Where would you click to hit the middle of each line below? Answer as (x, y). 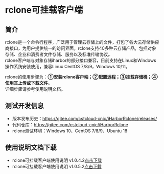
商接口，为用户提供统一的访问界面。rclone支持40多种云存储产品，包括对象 (81, 48)
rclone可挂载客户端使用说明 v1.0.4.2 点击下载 (57, 160)
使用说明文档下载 (31, 147)
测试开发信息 (24, 106)
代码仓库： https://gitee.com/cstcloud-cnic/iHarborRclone (70, 124)
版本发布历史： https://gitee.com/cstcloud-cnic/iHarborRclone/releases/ (84, 118)
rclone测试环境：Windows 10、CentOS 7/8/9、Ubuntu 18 (70, 131)
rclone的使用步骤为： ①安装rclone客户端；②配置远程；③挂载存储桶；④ (82, 77)
